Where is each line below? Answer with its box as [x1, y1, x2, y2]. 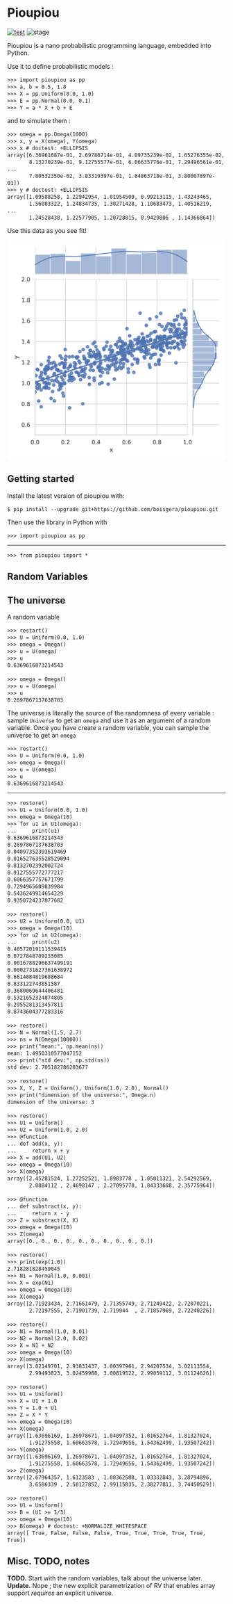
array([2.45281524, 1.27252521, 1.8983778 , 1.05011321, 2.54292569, [7, 1175, 213, 1182]
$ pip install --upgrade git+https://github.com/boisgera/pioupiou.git [7, 505, 218, 512]
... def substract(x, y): [7, 1203, 82, 1210]
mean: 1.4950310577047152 [7, 1050, 82, 1057]
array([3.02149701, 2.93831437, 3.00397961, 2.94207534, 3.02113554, [7, 1363, 213, 1370]
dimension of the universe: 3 [7, 1099, 95, 1105]
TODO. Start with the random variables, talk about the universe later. [7, 1573, 202, 1582]
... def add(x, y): [7, 1140, 64, 1147]
